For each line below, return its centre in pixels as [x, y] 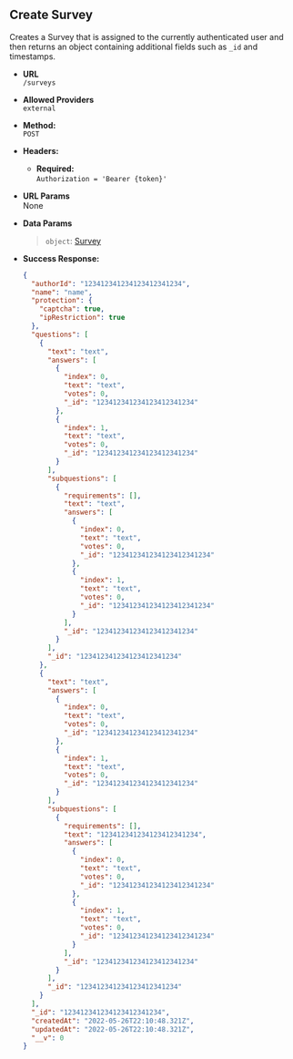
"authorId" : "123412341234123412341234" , [111, 283]
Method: [39, 125]
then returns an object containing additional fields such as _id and [133, 46]
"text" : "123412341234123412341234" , [135, 834]
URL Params [46, 196]
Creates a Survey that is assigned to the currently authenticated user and [146, 36]
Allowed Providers [58, 99]
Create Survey [51, 15]
